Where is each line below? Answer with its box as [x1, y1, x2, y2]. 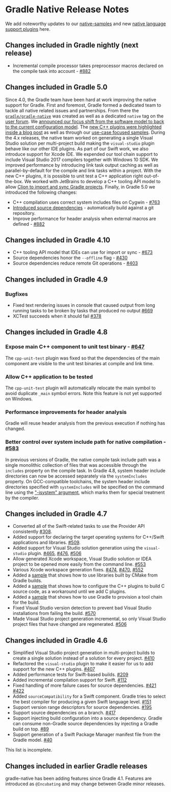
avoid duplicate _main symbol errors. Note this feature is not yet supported [5, 390, 162, 397]
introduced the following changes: [5, 189, 78, 195]
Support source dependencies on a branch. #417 [12, 709, 116, 716]
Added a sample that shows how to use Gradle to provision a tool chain [12, 594, 162, 600]
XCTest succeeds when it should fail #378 [12, 313, 102, 319]
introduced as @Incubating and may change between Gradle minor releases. [5, 781, 165, 787]
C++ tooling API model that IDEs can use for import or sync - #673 [12, 249, 153, 255]
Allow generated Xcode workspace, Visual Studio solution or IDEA [12, 556, 152, 562]
